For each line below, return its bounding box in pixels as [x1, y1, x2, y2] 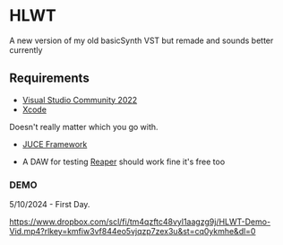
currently [9, 44, 43, 55]
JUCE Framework [21, 138, 88, 149]
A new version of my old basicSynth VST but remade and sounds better [9, 35, 274, 46]
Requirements [9, 71, 90, 86]
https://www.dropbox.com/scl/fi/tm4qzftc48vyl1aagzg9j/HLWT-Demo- [9, 216, 271, 227]
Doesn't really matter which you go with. [9, 121, 159, 132]
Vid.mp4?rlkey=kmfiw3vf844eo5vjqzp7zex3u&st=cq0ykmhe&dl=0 [9, 226, 256, 237]
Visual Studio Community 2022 [21, 94, 138, 105]
